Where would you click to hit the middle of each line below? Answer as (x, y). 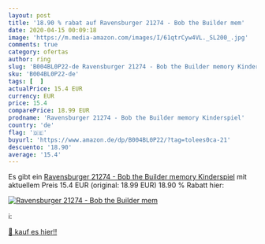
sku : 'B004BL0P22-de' (44, 74)
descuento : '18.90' (40, 147)
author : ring (30, 60)
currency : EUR (32, 96)
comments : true (33, 45)
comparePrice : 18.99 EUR (49, 111)
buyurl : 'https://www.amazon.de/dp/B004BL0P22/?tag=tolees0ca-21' (119, 140)
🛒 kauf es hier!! (33, 232)
